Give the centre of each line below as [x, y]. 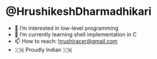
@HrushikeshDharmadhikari [78, 12]
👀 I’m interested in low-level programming [66, 28]
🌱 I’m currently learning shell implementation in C [75, 34]
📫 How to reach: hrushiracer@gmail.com [66, 41]
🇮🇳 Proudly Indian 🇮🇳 [43, 49]
